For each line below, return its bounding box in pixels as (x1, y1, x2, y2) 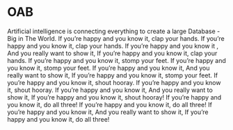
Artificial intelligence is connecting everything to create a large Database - (7, 27, 220, 35)
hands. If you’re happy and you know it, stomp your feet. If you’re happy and (7, 56, 226, 64)
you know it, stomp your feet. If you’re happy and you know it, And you (7, 64, 210, 72)
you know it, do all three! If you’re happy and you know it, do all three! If (7, 100, 212, 109)
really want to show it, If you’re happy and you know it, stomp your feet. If (7, 71, 218, 80)
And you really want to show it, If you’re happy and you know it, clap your (7, 49, 218, 57)
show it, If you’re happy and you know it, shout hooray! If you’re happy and (7, 93, 222, 101)
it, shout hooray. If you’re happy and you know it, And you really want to (7, 86, 214, 94)
